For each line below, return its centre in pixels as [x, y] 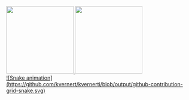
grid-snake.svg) [26, 90]
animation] [39, 78]
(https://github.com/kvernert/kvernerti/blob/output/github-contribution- [95, 84]
